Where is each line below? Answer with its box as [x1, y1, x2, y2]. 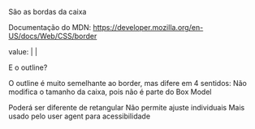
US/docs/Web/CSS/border [8, 32, 97, 41]
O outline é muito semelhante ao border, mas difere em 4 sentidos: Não [8, 79, 248, 88]
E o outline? [8, 62, 48, 72]
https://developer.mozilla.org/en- [93, 23, 204, 32]
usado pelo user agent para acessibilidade [8, 111, 151, 121]
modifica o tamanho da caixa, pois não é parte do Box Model [8, 87, 212, 97]
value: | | [8, 47, 38, 56]
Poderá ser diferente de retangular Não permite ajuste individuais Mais [8, 103, 245, 112]
